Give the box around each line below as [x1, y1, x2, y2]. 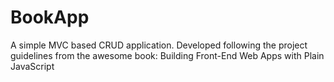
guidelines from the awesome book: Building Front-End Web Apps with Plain [10, 49, 325, 61]
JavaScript [10, 60, 55, 72]
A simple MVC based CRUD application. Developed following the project [10, 39, 308, 51]
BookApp [10, 6, 90, 29]
